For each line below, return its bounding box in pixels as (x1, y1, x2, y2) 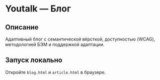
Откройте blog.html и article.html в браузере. (5, 69, 106, 75)
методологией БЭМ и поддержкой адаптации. (5, 41, 105, 47)
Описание (5, 23, 39, 31)
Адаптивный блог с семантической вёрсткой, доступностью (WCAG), (5, 36, 155, 42)
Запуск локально (5, 56, 63, 64)
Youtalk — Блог (5, 3, 71, 14)
